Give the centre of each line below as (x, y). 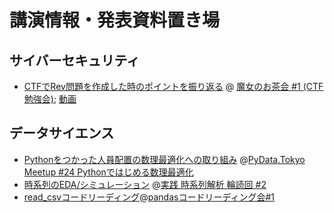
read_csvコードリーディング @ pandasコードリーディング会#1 (149, 197)
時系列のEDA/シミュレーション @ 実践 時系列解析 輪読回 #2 (145, 184)
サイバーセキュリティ (75, 60)
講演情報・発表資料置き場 (115, 20)
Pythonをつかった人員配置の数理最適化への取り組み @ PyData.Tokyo (164, 159)
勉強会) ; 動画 (50, 99)
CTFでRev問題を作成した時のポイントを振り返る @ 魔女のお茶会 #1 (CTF (173, 86)
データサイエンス (62, 133)
